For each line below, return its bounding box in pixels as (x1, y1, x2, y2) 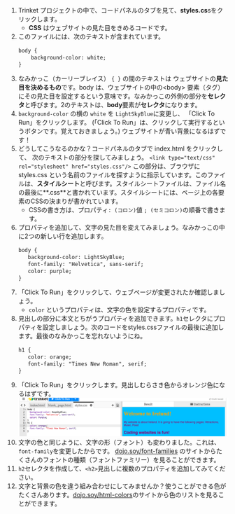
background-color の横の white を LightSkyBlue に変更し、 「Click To (17, 109, 215, 118)
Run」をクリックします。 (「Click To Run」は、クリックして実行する (17, 118, 213, 126)
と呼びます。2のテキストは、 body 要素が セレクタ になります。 (24, 101, 201, 109)
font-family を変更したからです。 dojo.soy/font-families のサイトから (17, 447, 217, 455)
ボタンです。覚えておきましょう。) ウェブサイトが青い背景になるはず (24, 127, 220, 135)
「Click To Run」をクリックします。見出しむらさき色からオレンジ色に (17, 381, 220, 389)
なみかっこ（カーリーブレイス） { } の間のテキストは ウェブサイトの (17, 74, 216, 83)
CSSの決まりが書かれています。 (30, 197, 122, 205)
